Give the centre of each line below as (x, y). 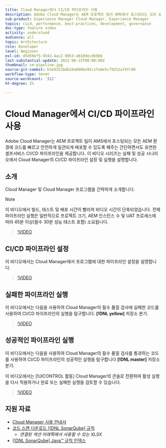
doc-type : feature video (31, 28)
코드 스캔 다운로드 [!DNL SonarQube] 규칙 (53, 428)
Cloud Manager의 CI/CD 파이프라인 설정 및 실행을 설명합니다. (78, 160)
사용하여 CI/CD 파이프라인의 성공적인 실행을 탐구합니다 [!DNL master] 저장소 (85, 359)
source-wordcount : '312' (31, 79)
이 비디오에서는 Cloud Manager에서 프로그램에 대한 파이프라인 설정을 (72, 262)
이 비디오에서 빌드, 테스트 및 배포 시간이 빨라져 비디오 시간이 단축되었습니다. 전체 (83, 210)
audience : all (20, 38)
